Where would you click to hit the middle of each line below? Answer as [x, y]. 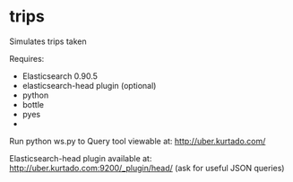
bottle [33, 104]
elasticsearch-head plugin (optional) [89, 85]
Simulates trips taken [48, 41]
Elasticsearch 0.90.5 [60, 76]
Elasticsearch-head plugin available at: [81, 158]
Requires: [27, 58]
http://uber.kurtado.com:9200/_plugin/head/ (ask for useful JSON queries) [147, 168]
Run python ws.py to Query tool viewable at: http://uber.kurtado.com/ [138, 141]
